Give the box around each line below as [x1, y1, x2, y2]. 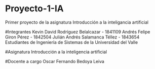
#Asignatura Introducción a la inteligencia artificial [5, 49, 107, 55]
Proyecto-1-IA [5, 3, 64, 14]
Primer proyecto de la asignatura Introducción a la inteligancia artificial [5, 19, 149, 25]
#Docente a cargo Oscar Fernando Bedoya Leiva [5, 58, 105, 64]
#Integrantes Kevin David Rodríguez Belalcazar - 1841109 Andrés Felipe [5, 29, 151, 34]
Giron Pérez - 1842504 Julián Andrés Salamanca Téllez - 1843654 [5, 34, 140, 40]
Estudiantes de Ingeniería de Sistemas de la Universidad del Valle [5, 39, 138, 45]
